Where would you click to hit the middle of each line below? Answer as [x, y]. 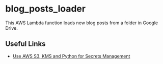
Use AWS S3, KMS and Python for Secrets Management [71, 56]
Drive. [11, 28]
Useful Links [25, 44]
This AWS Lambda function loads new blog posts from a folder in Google [82, 23]
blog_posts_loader [45, 9]
